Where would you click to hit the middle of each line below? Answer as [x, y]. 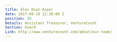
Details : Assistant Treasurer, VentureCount [51, 23]
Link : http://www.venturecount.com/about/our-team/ [58, 32]
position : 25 [18, 18]
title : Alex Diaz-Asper [29, 9]
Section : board [20, 28]
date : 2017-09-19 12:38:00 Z [35, 14]
